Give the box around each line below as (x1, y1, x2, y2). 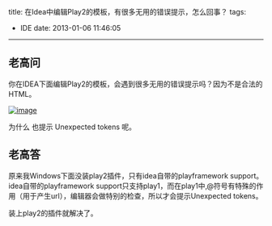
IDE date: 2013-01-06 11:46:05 (19, 23, 121, 32)
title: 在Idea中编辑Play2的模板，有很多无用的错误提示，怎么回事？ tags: (8, 7, 247, 16)
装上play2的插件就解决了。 (8, 208, 99, 218)
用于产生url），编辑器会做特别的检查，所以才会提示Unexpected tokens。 (22, 190, 263, 200)
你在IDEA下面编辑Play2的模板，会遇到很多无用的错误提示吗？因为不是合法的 (8, 79, 263, 89)
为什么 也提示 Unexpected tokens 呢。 (8, 122, 136, 132)
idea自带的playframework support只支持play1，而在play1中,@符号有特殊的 (8, 181, 257, 190)
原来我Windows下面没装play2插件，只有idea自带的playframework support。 (8, 170, 264, 180)
